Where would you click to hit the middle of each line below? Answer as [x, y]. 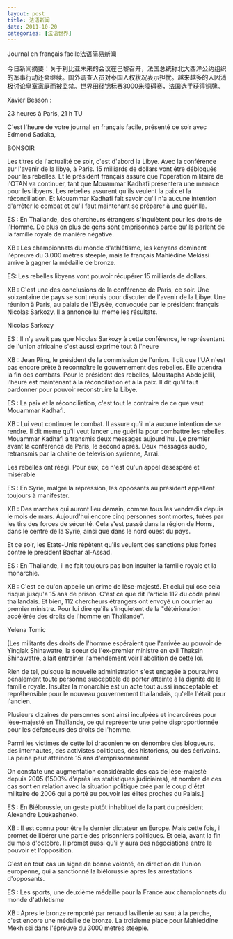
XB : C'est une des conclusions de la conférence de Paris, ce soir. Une [108, 290]
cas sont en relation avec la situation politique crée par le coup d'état [106, 786]
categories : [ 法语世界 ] [39, 33]
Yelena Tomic [27, 630]
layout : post [26, 14]
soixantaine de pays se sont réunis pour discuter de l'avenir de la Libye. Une [116, 297]
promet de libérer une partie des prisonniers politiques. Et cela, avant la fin [114, 836]
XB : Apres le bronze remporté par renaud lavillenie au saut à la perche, [110, 913]
